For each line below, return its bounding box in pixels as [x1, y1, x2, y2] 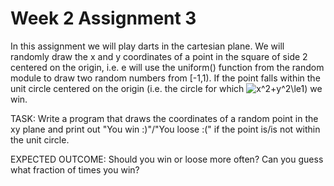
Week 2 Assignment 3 [10, 7, 197, 30]
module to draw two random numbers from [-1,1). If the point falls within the [10, 72, 321, 84]
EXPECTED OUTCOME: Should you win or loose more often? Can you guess [10, 153, 324, 165]
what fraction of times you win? [10, 163, 140, 176]
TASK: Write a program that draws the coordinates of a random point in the [10, 112, 319, 124]
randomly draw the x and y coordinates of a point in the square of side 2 [10, 50, 308, 62]
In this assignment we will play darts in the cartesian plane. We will [10, 40, 285, 52]
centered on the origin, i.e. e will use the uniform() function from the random [10, 61, 325, 73]
